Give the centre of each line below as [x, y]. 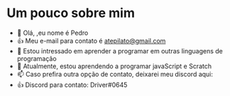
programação [37, 58]
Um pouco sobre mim [71, 13]
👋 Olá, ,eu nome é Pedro [53, 33]
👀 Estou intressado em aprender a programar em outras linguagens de [120, 50]
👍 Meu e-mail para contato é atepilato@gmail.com [91, 41]
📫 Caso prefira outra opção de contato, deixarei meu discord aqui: [115, 74]
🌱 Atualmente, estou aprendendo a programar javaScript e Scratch [114, 66]
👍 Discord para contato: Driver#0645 [72, 85]
